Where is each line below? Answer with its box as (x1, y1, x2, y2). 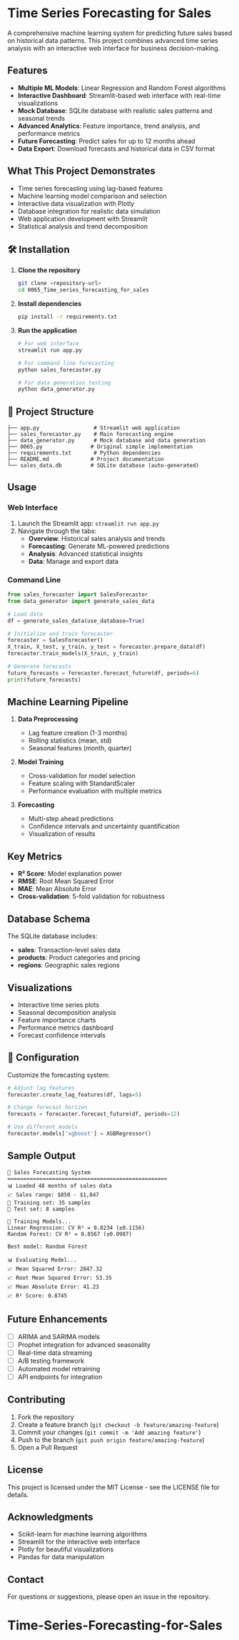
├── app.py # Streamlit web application (7, 424, 180, 432)
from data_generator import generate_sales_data (7, 597, 155, 605)
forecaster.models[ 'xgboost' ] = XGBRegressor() (7, 1130, 152, 1138)
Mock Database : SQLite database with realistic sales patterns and (17, 106, 213, 115)
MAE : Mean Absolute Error (17, 885, 97, 893)
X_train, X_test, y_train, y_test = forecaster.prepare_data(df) (7, 643, 205, 651)
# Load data (7, 610, 43, 617)
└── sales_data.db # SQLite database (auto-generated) (7, 462, 200, 469)
